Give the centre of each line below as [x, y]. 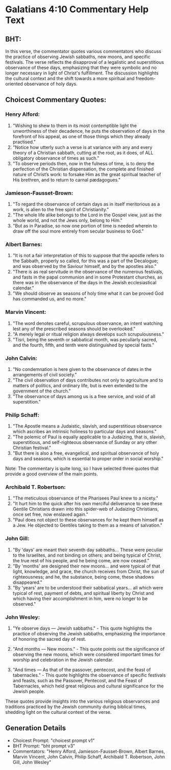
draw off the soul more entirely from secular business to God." [78, 231]
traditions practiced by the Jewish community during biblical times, [76, 707]
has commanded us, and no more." [50, 299]
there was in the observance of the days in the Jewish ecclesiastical [84, 283]
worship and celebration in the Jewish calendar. [63, 660]
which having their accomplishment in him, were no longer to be [80, 599]
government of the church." [42, 391]
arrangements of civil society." [45, 375]
